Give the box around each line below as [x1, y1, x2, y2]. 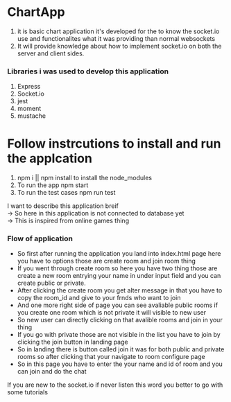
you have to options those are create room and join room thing [17, 257, 196, 265]
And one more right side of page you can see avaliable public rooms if [17, 301, 219, 309]
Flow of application [7, 234, 73, 243]
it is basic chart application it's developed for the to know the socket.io [17, 27, 220, 35]
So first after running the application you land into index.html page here [17, 250, 221, 258]
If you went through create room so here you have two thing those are [17, 264, 218, 272]
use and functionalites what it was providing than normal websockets [17, 34, 216, 42]
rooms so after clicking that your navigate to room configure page [17, 353, 206, 361]
